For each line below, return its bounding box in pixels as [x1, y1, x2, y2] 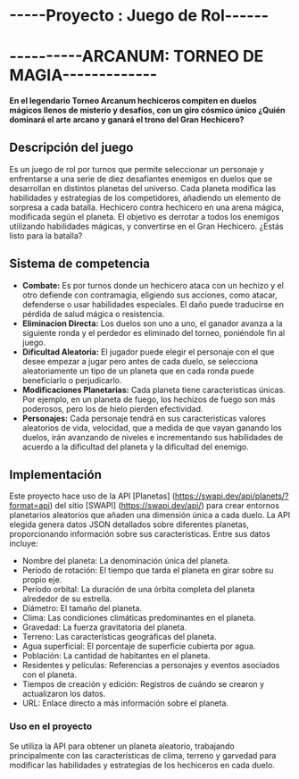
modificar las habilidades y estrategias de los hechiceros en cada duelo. [9, 759, 275, 770]
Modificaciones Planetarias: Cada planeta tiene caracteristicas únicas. [21, 384, 286, 395]
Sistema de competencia [9, 256, 150, 272]
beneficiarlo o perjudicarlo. [21, 374, 122, 385]
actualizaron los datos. [21, 689, 106, 699]
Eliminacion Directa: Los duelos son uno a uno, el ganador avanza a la [21, 318, 283, 329]
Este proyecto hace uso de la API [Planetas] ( [9, 490, 176, 501]
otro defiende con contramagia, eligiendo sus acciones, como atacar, [21, 289, 278, 300]
